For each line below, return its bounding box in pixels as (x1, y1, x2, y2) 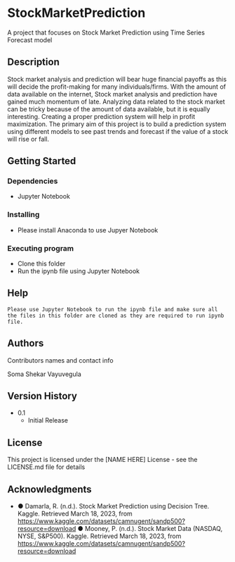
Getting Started (7, 155, 76, 167)
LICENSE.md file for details (7, 463, 86, 471)
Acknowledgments (7, 483, 93, 495)
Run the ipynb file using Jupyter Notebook (17, 267, 140, 275)
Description (7, 56, 60, 68)
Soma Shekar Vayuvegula (7, 370, 82, 378)
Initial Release (27, 416, 69, 425)
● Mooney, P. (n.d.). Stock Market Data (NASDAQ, (77, 525, 223, 533)
